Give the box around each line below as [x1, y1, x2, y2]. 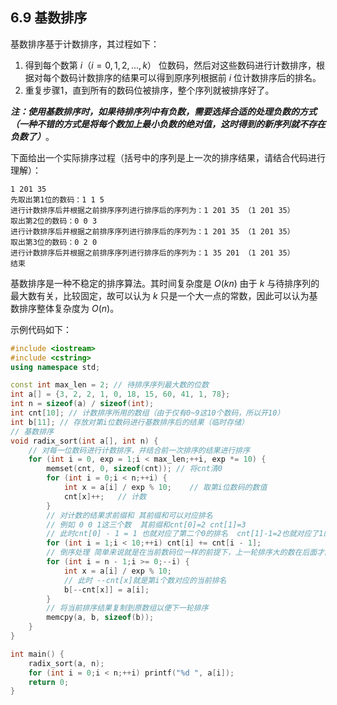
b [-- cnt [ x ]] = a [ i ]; [63, 584, 150, 595]
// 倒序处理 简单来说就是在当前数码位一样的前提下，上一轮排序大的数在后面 [46, 548, 318, 558]
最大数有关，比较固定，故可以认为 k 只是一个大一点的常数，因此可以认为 [10, 289, 310, 302]
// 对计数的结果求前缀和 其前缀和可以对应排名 [46, 510, 213, 520]
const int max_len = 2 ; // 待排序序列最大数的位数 [10, 380, 210, 390]
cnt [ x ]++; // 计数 [63, 491, 147, 502]
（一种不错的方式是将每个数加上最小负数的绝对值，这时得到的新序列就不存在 [10, 118, 326, 130]
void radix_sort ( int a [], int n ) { [10, 436, 159, 446]
